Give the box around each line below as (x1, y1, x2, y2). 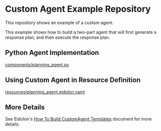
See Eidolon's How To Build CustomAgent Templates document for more (5, 116, 152, 122)
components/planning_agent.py (5, 61, 69, 67)
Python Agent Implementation (5, 49, 99, 57)
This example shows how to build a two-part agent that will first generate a (5, 29, 157, 35)
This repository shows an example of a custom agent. (5, 20, 114, 26)
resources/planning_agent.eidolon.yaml (5, 89, 85, 95)
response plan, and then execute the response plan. (5, 34, 110, 40)
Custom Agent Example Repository (5, 3, 151, 15)
